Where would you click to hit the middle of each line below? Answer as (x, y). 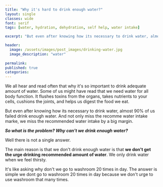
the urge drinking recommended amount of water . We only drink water (77, 155)
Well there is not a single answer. (38, 140)
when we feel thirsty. (26, 160)
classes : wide (19, 18)
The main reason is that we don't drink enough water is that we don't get (78, 150)
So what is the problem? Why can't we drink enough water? (66, 131)
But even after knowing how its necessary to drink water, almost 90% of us (80, 111)
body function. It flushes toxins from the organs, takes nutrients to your (76, 96)
